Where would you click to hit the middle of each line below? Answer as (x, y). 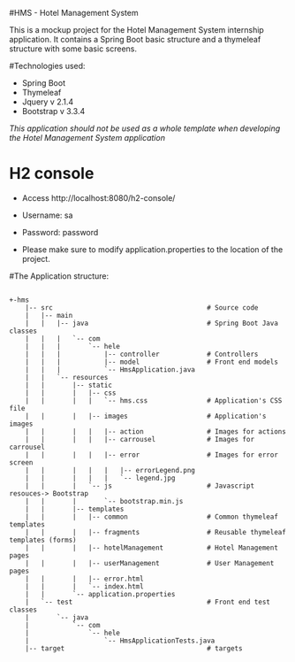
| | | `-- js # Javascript (140, 486)
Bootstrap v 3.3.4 (53, 111)
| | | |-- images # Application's (146, 416)
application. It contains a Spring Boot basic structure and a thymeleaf (135, 39)
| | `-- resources (67, 377)
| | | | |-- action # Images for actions (156, 431)
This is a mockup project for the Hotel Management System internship (137, 30)
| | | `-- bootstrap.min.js (104, 501)
